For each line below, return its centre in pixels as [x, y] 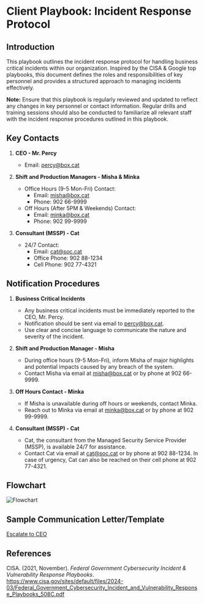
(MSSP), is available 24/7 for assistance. [75, 447]
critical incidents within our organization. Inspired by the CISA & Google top [101, 68]
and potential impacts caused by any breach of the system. [99, 366]
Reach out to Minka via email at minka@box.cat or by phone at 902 [109, 410]
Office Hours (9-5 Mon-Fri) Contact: [70, 189]
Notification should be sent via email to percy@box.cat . [94, 323]
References [29, 553]
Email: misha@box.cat [62, 195]
